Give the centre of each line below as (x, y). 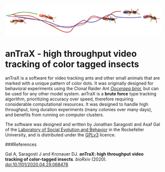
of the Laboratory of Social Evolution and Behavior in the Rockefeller (75, 129)
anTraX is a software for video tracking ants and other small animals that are (82, 78)
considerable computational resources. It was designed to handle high (77, 104)
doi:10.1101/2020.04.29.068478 (37, 165)
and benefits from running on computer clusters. (55, 115)
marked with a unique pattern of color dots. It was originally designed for (79, 84)
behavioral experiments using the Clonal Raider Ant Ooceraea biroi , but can (82, 88)
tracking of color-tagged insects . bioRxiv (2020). (56, 159)
